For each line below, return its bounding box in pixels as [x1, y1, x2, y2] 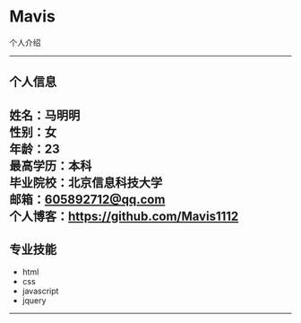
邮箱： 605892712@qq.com [9, 191, 166, 207]
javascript [21, 285, 59, 296]
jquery [21, 294, 47, 306]
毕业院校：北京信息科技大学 [9, 175, 163, 190]
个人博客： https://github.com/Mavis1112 [9, 208, 239, 223]
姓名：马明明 [9, 108, 81, 123]
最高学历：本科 [9, 158, 92, 173]
